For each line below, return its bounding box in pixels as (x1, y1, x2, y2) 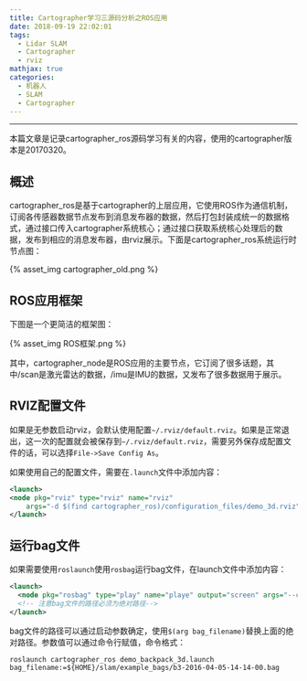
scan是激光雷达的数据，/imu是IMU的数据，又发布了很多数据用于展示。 (20, 369, 287, 379)
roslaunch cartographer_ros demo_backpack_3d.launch (9, 654, 215, 664)
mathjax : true (9, 65, 64, 74)
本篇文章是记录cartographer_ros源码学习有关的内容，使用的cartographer (9, 133, 285, 144)
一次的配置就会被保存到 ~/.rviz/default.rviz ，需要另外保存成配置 (33, 435, 284, 446)
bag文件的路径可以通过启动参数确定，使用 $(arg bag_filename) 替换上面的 (9, 625, 286, 636)
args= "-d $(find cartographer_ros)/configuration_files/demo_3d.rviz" (26, 502, 301, 511)
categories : (9, 73, 55, 82)
